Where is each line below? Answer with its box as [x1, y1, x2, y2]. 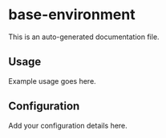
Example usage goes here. [8, 76, 96, 85]
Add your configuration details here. [8, 120, 128, 130]
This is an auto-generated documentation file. [8, 32, 160, 41]
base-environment [8, 6, 136, 24]
